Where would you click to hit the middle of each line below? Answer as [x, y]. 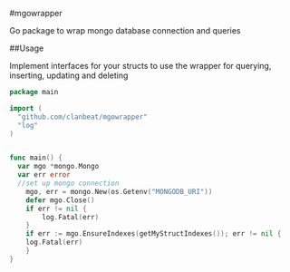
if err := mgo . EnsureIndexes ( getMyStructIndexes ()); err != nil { [154, 234]
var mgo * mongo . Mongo [58, 167]
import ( [26, 108]
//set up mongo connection [68, 183]
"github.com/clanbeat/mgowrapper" [82, 117]
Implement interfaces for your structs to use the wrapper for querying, [140, 66]
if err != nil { [57, 209]
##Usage [27, 48]
